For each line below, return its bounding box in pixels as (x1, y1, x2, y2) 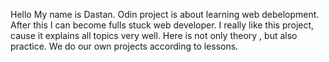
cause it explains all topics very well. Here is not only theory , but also (10, 30, 298, 41)
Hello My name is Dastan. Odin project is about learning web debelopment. (10, 9, 320, 20)
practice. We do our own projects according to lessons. (10, 40, 239, 52)
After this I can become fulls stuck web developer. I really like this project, (10, 19, 315, 31)
